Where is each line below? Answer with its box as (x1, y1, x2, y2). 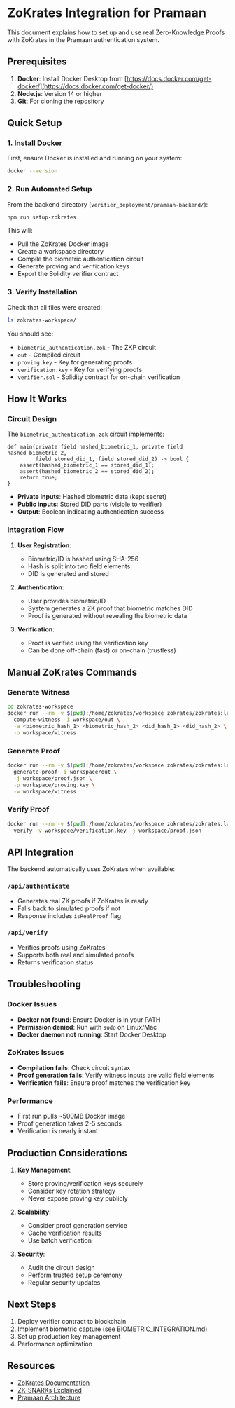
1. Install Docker (7, 138, 63, 148)
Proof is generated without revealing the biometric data (27, 611, 187, 620)
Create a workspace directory (17, 247, 104, 256)
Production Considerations (7, 1147, 127, 1159)
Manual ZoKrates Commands (7, 667, 138, 678)
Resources (7, 1360, 55, 1372)
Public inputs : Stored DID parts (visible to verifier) (17, 500, 162, 509)
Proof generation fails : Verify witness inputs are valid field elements (17, 1071, 215, 1079)
